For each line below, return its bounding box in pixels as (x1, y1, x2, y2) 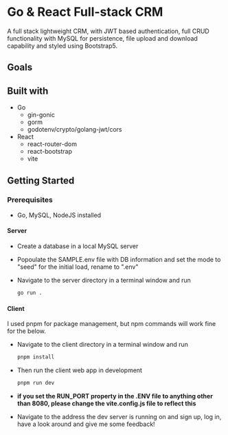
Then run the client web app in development (16, 366, 143, 374)
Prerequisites (7, 195, 53, 205)
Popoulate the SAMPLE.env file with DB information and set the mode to (16, 256, 221, 264)
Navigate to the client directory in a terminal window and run (16, 341, 189, 349)
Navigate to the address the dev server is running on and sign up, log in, (16, 412, 222, 421)
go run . (16, 290, 43, 296)
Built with (7, 85, 49, 97)
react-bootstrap (27, 148, 73, 156)
